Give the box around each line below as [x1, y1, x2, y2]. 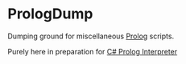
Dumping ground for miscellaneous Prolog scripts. [7, 31, 175, 41]
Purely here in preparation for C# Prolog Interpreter [7, 46, 178, 56]
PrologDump [7, 5, 93, 23]
